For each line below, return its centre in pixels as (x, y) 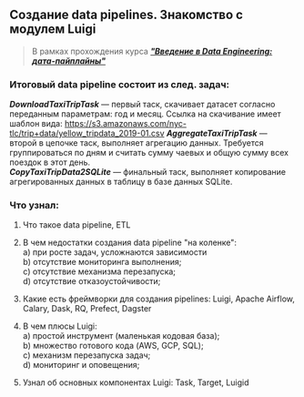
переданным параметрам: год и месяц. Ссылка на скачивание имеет (146, 114)
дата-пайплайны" (69, 61)
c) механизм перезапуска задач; (86, 355)
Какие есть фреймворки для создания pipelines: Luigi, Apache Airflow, (159, 299)
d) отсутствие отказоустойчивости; (91, 281)
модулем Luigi (53, 30)
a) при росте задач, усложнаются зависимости (115, 252)
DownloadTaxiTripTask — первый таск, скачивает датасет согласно (142, 105)
